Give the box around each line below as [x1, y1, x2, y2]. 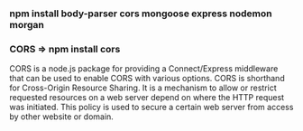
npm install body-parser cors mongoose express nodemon [9, 7, 272, 20]
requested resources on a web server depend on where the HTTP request [9, 92, 285, 103]
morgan [9, 18, 45, 31]
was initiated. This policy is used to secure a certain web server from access [9, 102, 294, 113]
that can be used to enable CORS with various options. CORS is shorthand [9, 73, 286, 84]
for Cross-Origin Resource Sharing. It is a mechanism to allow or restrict [9, 82, 277, 93]
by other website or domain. [9, 111, 115, 122]
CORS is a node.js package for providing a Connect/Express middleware [9, 63, 279, 74]
